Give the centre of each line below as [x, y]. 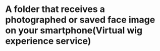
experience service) [48, 41]
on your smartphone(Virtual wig [74, 30]
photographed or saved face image [80, 20]
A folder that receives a [55, 9]
